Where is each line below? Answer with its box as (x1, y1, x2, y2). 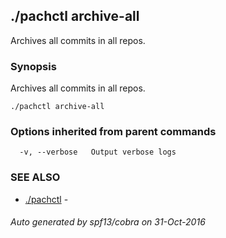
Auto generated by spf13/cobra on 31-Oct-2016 (10, 216, 206, 228)
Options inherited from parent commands (10, 125, 217, 139)
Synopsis (10, 59, 57, 73)
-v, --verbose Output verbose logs (19, 147, 177, 158)
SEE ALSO (10, 170, 61, 184)
